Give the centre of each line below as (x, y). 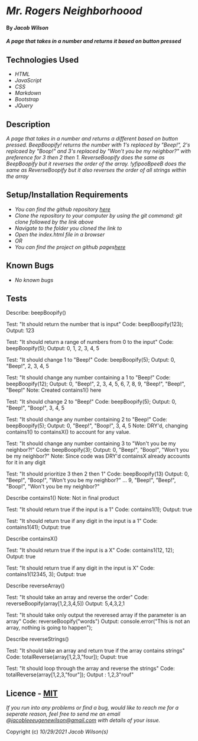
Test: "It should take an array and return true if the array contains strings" (95, 651)
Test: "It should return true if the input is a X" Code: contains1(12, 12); (90, 550)
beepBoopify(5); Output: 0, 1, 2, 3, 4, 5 (53, 349)
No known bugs (34, 280)
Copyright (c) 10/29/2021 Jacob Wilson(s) (57, 732)
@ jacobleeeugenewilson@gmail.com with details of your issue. (83, 720)
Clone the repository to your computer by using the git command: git (98, 215)
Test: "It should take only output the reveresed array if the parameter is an (96, 615)
